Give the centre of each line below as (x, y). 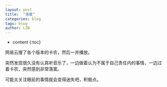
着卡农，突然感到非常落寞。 (34, 69)
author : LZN (17, 28)
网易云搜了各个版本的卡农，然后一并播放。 (49, 52)
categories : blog (23, 19)
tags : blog (16, 23)
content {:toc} (27, 42)
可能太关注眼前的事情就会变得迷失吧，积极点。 (53, 80)
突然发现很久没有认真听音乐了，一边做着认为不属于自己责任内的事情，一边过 (83, 63)
